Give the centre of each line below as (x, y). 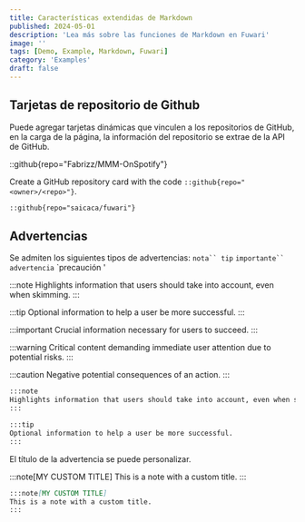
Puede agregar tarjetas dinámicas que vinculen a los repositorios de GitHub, (152, 127)
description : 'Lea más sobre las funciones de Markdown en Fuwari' (140, 34)
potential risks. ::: (42, 357)
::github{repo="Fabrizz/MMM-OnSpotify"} (89, 163)
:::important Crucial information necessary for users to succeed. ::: (134, 330)
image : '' (28, 43)
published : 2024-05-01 (52, 26)
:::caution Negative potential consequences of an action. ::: (119, 375)
